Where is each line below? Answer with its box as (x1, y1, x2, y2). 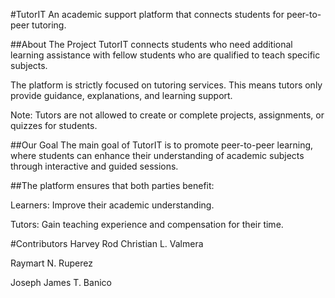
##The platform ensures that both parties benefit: (10, 180, 215, 191)
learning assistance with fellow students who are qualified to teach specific (10, 49, 321, 61)
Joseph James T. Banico (10, 277, 112, 288)
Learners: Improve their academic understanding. (10, 199, 215, 211)
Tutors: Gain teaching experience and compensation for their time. (10, 219, 284, 230)
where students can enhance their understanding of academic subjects (10, 150, 305, 161)
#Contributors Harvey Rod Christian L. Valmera (10, 238, 204, 249)
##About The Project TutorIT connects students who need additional (10, 39, 293, 50)
